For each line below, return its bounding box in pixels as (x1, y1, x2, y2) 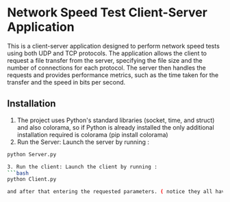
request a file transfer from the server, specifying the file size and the (7, 56, 203, 64)
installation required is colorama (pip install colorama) (16, 130, 169, 139)
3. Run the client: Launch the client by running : (7, 163, 157, 170)
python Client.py (7, 176, 57, 183)
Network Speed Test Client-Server (7, 5, 207, 20)
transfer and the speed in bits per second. (7, 78, 126, 86)
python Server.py (7, 151, 57, 158)
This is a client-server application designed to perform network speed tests (7, 42, 220, 50)
